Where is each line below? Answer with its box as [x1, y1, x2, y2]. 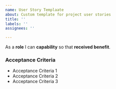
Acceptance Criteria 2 [12, 73, 58, 79]
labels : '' [5, 21, 28, 26]
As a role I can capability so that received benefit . [5, 44, 110, 50]
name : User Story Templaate [5, 7, 64, 12]
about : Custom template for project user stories [5, 12, 111, 17]
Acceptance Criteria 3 [12, 78, 58, 84]
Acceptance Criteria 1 [12, 68, 57, 74]
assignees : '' [5, 26, 35, 31]
